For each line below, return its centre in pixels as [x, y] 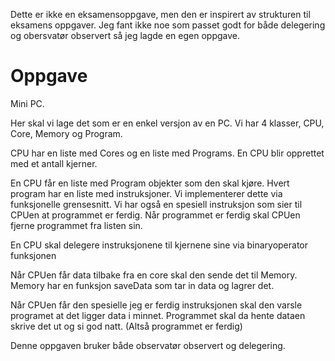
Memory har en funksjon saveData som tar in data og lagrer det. [142, 285]
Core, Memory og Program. [66, 133]
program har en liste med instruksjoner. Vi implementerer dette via [146, 193]
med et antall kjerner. [54, 163]
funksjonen [33, 255]
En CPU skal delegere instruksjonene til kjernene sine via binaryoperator [159, 245]
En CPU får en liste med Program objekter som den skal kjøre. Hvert [150, 183]
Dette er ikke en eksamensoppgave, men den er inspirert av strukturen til [160, 14]
